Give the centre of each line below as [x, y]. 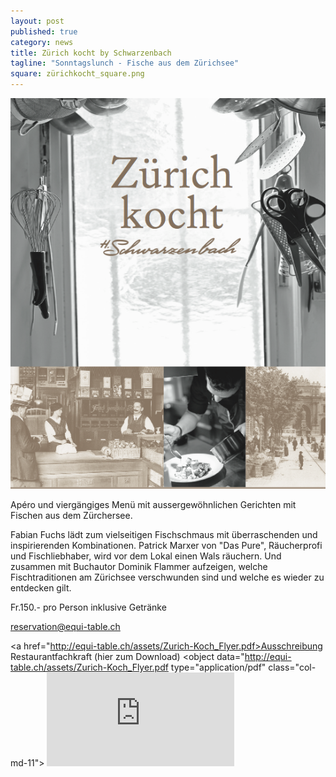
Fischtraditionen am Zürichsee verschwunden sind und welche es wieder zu [167, 577]
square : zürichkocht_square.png [77, 74]
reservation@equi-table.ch [65, 627]
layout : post [37, 21]
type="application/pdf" [218, 667]
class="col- [292, 667]
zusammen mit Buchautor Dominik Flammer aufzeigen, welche [139, 567]
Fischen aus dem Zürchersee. [71, 516]
